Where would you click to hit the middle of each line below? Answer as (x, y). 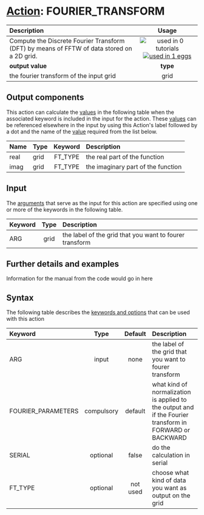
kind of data (169, 480)
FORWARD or (171, 430)
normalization (172, 392)
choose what (171, 473)
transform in (169, 422)
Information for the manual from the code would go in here (80, 279)
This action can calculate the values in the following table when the (90, 112)
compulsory (101, 411)
